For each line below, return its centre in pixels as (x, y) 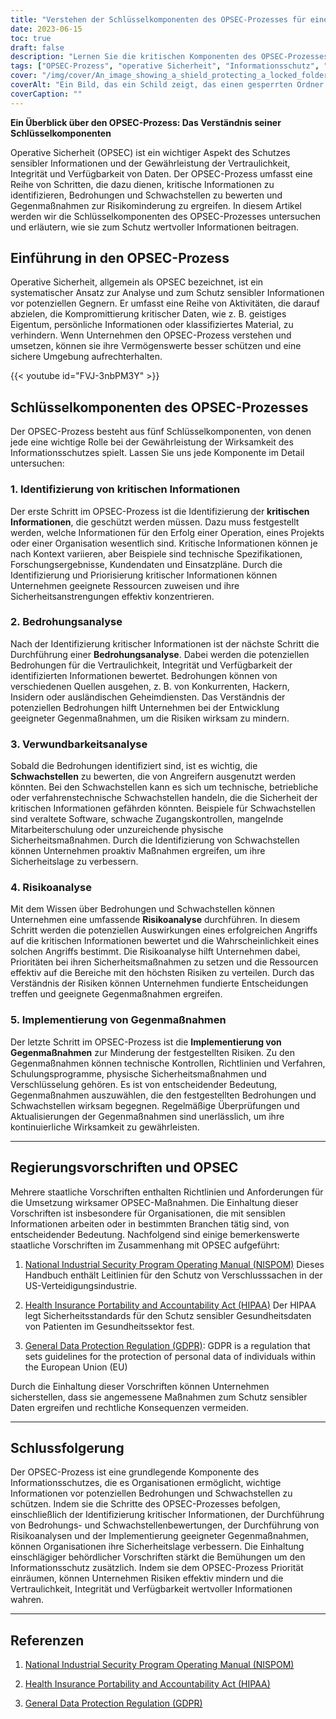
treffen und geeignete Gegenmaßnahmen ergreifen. (116, 994)
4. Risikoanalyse (51, 888)
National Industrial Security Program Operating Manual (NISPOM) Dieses (174, 1264)
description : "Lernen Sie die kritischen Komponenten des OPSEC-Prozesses (169, 57)
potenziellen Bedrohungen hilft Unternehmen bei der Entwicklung (145, 707)
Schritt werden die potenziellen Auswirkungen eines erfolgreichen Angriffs (164, 930)
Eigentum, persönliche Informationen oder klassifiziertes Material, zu (152, 325)
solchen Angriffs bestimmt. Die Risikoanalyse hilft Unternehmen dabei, (155, 952)
